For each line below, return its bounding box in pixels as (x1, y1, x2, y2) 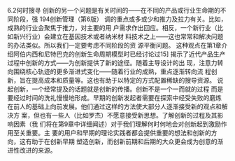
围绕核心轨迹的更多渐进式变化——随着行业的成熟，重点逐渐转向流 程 (13, 67, 211, 76)
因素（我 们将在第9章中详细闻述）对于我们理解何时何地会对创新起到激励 (13, 120, 222, 128)
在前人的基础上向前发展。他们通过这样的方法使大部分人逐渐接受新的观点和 (7, 102, 222, 111)
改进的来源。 (19, 146, 57, 154)
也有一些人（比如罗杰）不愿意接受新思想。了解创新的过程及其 (39, 111, 218, 119)
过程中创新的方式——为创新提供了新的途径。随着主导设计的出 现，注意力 (7, 59, 218, 66)
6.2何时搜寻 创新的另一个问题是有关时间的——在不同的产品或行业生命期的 (7, 6, 220, 14)
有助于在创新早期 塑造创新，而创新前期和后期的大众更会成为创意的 (25, 137, 218, 146)
